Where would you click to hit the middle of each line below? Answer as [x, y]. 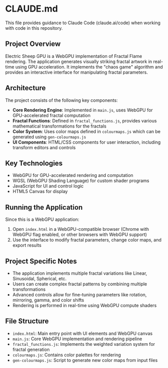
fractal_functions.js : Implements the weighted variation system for [84, 344]
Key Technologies [34, 163]
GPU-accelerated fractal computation [51, 115]
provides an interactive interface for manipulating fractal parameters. [77, 72]
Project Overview [33, 44]
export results [27, 246]
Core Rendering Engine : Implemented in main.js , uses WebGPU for [83, 110]
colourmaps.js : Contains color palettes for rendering [67, 355]
